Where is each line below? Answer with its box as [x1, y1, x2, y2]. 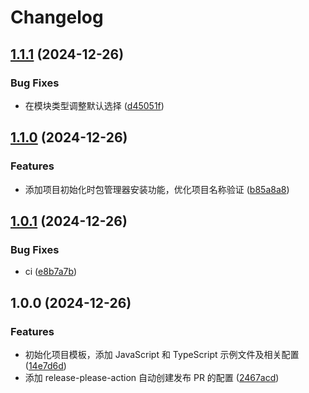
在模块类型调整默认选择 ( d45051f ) [24, 99, 165, 111]
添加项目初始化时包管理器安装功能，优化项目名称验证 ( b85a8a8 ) [24, 183, 290, 195]
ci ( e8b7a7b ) [24, 266, 78, 278]
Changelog [10, 6, 104, 29]
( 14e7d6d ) [24, 359, 67, 371]
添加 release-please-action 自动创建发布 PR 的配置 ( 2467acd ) [24, 371, 280, 383]
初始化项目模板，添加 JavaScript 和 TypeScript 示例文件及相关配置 [24, 348, 300, 360]
